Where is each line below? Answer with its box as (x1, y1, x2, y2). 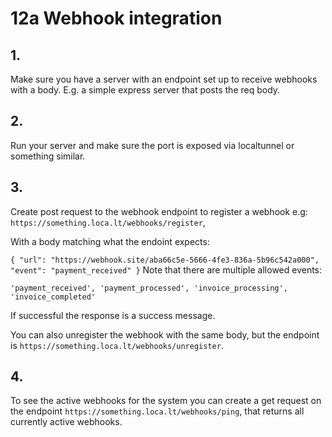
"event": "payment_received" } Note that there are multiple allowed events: (10, 263, 323, 276)
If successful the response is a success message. (10, 309, 216, 321)
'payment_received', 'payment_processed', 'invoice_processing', (10, 283, 288, 293)
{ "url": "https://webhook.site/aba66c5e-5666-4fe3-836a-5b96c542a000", (10, 255, 320, 265)
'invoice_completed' (10, 292, 97, 302)
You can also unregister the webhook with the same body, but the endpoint (10, 328, 320, 341)
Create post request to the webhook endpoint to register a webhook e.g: (10, 205, 308, 217)
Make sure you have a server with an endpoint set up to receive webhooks (10, 73, 318, 85)
